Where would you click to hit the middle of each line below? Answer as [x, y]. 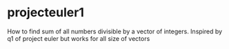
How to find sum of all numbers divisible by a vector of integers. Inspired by [115, 31]
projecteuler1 [46, 13]
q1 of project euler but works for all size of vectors [79, 38]
